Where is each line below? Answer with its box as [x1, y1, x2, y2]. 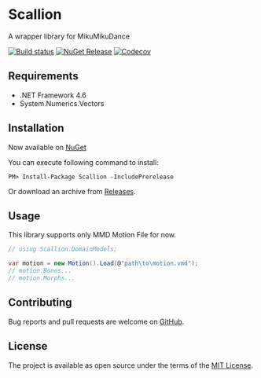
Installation [8, 122, 64, 135]
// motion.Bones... [8, 267, 72, 275]
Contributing [8, 296, 72, 310]
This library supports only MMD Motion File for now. [8, 230, 177, 240]
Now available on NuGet [8, 142, 86, 152]
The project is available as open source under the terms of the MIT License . [8, 360, 254, 370]
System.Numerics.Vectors [19, 98, 105, 108]
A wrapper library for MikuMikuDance [8, 31, 130, 41]
